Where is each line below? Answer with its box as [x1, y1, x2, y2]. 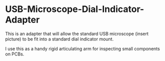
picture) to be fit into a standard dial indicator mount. [5, 36, 114, 42]
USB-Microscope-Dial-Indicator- [5, 3, 144, 15]
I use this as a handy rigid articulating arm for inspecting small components [5, 45, 160, 51]
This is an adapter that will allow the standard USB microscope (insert [5, 30, 149, 36]
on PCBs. [5, 51, 24, 57]
